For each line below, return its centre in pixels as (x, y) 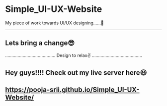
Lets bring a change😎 (40, 43)
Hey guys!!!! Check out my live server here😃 (76, 73)
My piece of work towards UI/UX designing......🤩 (54, 23)
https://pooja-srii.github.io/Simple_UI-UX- (73, 89)
